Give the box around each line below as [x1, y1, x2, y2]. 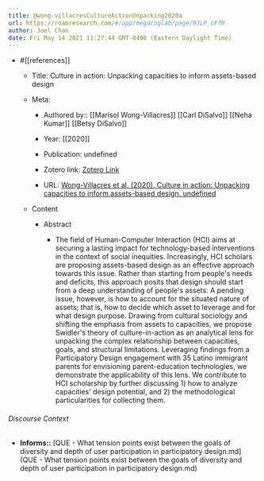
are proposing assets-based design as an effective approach [55, 260, 255, 270]
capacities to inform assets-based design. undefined [43, 188, 216, 199]
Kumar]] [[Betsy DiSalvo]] [43, 118, 128, 128]
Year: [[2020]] [43, 134, 90, 144]
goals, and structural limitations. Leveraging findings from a [55, 345, 250, 355]
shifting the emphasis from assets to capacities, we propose [55, 320, 252, 329]
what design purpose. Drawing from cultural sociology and [55, 311, 247, 320]
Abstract [43, 219, 72, 229]
